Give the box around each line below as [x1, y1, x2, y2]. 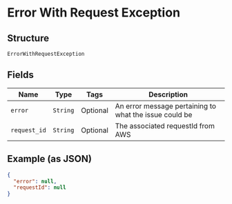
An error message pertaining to [115, 101, 216, 111]
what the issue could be [115, 110, 193, 119]
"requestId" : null [13, 184, 67, 191]
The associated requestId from [115, 121, 215, 130]
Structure [7, 32, 50, 44]
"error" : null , [13, 178, 57, 185]
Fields [7, 69, 35, 81]
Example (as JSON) [7, 153, 92, 165]
